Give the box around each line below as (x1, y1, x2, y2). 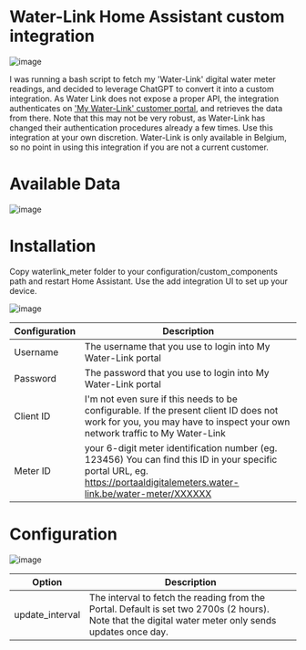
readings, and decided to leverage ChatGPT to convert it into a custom (9, 83, 275, 94)
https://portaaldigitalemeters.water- (85, 476, 240, 488)
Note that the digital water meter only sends (89, 613, 277, 626)
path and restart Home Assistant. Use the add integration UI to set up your (9, 276, 289, 287)
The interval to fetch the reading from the (89, 591, 266, 603)
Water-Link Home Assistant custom (9, 6, 285, 27)
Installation (9, 236, 97, 257)
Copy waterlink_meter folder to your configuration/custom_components (9, 266, 278, 277)
